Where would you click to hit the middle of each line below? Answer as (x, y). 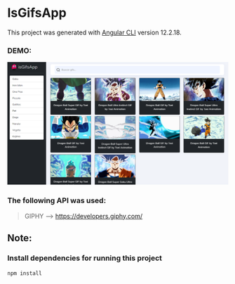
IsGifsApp (37, 13)
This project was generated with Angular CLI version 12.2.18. (95, 32)
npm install (25, 273)
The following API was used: (57, 200)
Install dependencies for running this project (85, 258)
